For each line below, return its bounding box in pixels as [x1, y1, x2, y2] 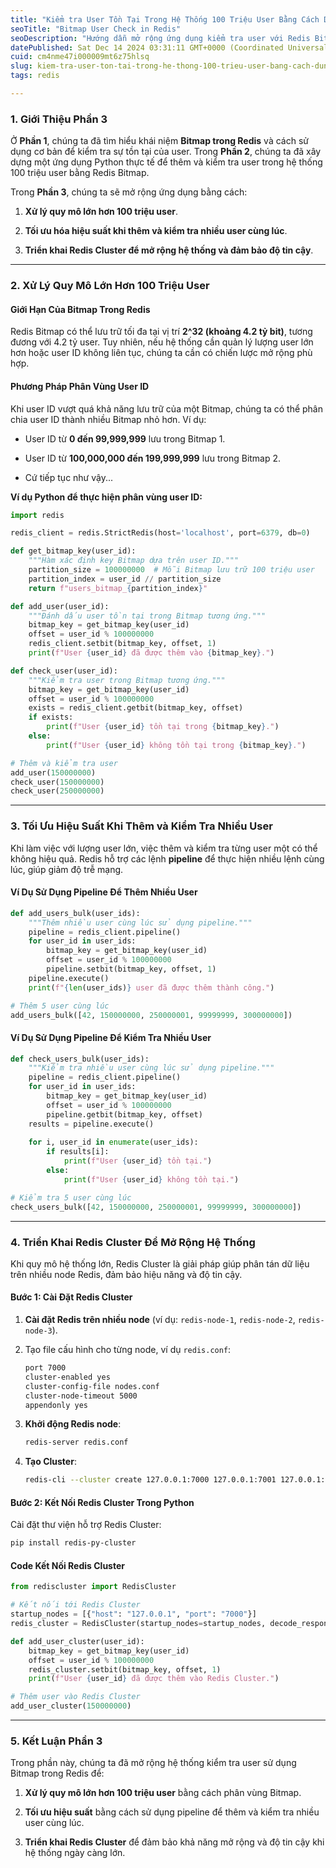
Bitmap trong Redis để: [10, 1767, 105, 1780]
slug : [10, 61, 33, 71]
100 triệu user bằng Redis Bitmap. [10, 167, 150, 179]
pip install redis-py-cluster [10, 1538, 137, 1548]
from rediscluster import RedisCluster [10, 1582, 177, 1592]
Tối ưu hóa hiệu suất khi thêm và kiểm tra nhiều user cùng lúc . [24, 225, 288, 237]
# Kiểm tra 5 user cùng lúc [10, 1192, 132, 1203]
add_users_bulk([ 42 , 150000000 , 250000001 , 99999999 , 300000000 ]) [10, 1010, 293, 1020]
